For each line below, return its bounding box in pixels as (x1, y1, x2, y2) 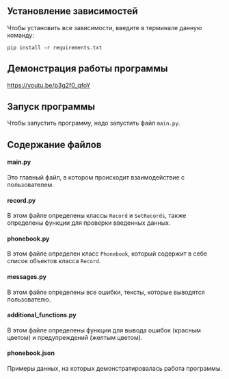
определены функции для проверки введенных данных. (7, 219, 171, 227)
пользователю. (7, 295, 51, 304)
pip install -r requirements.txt (7, 44, 103, 51)
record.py (7, 196, 36, 204)
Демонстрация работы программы (7, 63, 168, 75)
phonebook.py (7, 234, 50, 243)
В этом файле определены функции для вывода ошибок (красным (7, 326, 202, 334)
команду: (7, 31, 34, 39)
